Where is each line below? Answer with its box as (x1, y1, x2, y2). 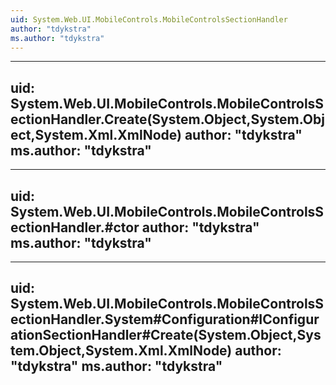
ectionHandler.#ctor (10, 219, 140, 236)
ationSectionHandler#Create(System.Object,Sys (10, 327, 322, 344)
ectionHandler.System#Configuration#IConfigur (10, 311, 320, 328)
